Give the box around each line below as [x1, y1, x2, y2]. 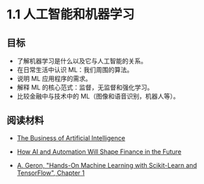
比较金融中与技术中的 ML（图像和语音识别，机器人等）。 [16, 92, 180, 100]
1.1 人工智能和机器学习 [6, 6, 135, 23]
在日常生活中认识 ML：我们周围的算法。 [16, 66, 133, 74]
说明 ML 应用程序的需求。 [16, 75, 92, 82]
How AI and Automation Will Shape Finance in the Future [16, 147, 181, 156]
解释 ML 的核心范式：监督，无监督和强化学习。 [16, 83, 154, 92]
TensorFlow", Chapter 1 [16, 168, 85, 177]
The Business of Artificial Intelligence [16, 133, 126, 142]
